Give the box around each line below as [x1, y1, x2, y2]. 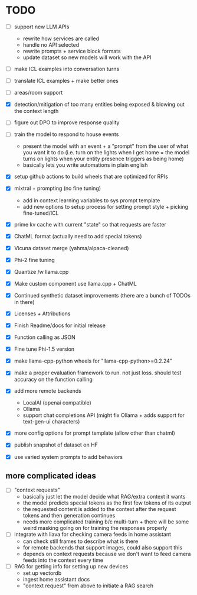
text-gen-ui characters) [22, 418, 80, 425]
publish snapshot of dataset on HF [14, 441, 98, 448]
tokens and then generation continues [22, 512, 116, 519]
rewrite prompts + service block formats [22, 48, 122, 54]
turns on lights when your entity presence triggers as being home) [22, 155, 184, 163]
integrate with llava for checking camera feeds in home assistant [14, 531, 172, 538]
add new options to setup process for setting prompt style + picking [22, 203, 189, 210]
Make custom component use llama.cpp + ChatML [14, 280, 137, 287]
